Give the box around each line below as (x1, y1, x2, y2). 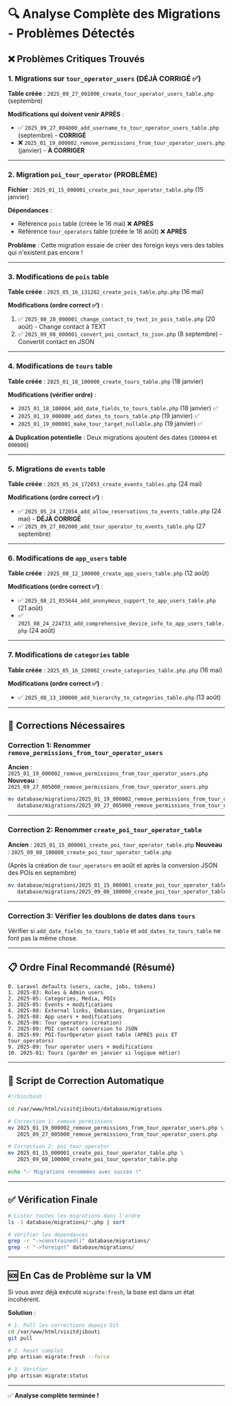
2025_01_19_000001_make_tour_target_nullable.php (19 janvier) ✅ (17, 419, 203, 428)
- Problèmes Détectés (8, 26, 135, 41)
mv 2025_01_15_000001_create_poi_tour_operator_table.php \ (8, 1149, 184, 1156)
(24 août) (29, 626, 56, 635)
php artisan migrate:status (8, 1372, 89, 1380)
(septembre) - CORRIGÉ (17, 131, 87, 139)
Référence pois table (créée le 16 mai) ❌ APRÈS (17, 219, 154, 228)
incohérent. (8, 1295, 41, 1303)
